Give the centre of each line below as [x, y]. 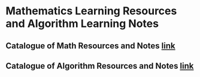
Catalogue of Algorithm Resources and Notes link [100, 66]
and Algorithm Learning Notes [82, 24]
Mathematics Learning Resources [91, 11]
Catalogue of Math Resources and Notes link [90, 46]
